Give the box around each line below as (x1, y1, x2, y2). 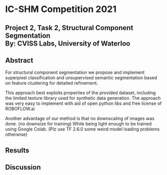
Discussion (5, 163, 41, 171)
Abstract (5, 56, 34, 65)
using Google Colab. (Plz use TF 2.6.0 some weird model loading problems (5, 126, 160, 132)
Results (5, 146, 30, 154)
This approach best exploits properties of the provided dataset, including (5, 90, 156, 96)
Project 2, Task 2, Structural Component (5, 24, 133, 32)
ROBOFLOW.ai (5, 106, 35, 112)
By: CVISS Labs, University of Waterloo (5, 39, 130, 48)
